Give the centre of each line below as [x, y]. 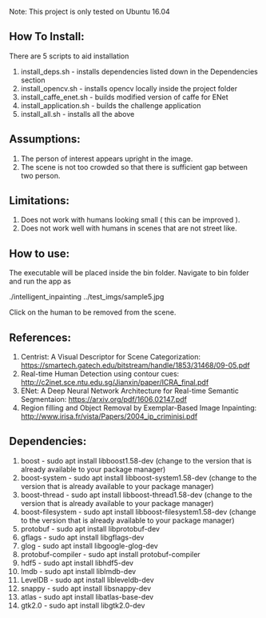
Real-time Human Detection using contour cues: [100, 374]
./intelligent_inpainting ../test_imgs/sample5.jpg [87, 297]
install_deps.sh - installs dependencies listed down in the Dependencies [139, 71]
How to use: [40, 253]
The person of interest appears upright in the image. [107, 159]
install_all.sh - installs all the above [77, 114]
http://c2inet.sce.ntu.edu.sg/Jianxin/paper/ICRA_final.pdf [115, 383]
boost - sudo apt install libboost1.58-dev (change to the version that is [136, 460]
